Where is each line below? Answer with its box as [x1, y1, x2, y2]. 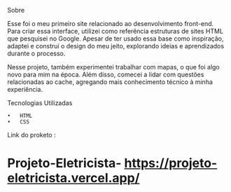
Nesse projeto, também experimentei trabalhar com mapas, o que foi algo [7, 63, 220, 71]
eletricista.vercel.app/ [7, 170, 140, 186]
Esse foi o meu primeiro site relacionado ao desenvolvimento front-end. [7, 20, 214, 27]
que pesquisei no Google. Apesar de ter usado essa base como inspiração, [7, 34, 224, 43]
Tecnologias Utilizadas [7, 99, 73, 107]
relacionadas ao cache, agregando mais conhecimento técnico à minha [7, 78, 213, 86]
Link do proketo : [7, 131, 56, 139]
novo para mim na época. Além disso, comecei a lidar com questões [7, 70, 204, 78]
